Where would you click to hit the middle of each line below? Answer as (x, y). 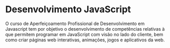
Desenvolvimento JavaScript (68, 9)
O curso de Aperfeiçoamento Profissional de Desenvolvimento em (75, 23)
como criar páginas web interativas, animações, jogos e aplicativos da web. (85, 40)
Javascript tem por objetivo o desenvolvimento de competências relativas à (85, 29)
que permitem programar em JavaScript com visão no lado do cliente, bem (84, 34)
